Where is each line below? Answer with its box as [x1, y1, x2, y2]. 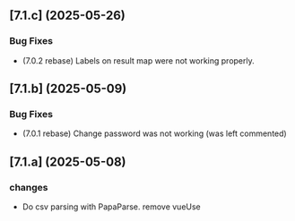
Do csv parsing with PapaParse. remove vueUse [22, 201, 202, 212]
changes [9, 181, 48, 193]
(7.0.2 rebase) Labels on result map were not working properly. [22, 55, 256, 66]
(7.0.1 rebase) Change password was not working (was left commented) [22, 128, 287, 139]
